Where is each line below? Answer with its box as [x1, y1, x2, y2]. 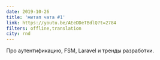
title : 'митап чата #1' [6, 14, 66, 20]
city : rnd [6, 31, 31, 37]
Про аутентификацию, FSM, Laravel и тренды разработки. [6, 47, 155, 54]
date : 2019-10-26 [6, 8, 50, 15]
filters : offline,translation [6, 25, 82, 31]
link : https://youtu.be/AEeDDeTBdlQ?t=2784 [6, 20, 117, 26]
